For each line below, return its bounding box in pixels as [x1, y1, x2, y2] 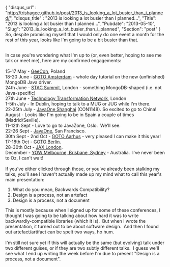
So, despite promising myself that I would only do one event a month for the [5, 32, 164, 37]
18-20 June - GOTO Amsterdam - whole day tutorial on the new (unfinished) [5, 74, 165, 79]
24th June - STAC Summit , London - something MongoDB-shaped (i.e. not [5, 85, 162, 91]
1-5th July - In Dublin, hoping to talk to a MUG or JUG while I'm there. [5, 101, 151, 106]
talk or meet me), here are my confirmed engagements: [5, 58, 121, 63]
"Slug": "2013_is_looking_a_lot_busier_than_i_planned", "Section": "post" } [5, 26, 161, 32]
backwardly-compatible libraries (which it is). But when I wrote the [5, 218, 146, 224]
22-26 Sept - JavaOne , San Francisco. [5, 128, 86, 134]
